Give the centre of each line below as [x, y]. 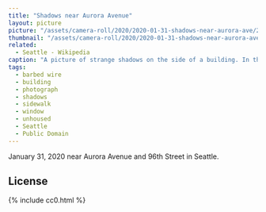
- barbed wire [38, 75]
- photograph [37, 89]
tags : [17, 67]
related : [23, 45]
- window [30, 112]
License [28, 181]
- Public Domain [42, 133]
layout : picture [35, 23]
